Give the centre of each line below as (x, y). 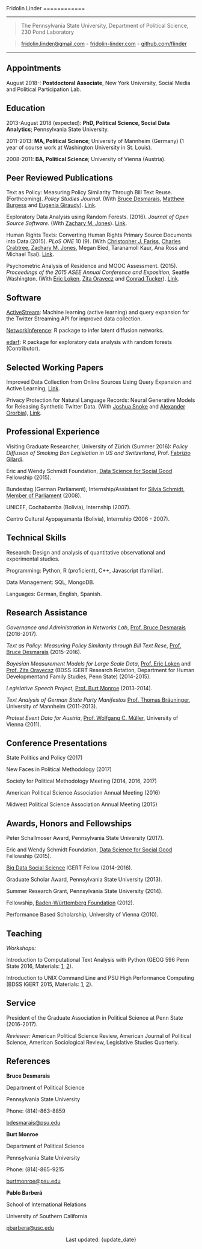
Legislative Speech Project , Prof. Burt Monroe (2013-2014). (79, 688)
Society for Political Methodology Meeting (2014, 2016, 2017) (82, 781)
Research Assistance (47, 613)
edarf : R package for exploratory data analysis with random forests (89, 342)
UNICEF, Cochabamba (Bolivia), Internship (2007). (69, 507)
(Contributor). (23, 349)
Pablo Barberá (24, 1192)
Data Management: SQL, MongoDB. (50, 582)
